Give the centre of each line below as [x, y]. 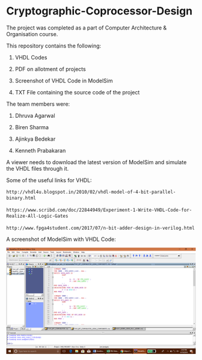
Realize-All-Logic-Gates [37, 216]
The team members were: [38, 104]
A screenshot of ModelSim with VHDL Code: [61, 239]
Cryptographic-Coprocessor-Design [99, 11]
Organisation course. [32, 34]
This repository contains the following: [54, 46]
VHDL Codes [31, 57]
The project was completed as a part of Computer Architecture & [87, 28]
